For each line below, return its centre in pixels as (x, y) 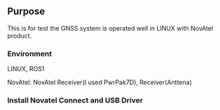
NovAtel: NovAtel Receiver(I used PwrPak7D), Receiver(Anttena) (100, 82)
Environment (30, 54)
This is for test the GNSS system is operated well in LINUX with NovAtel (110, 28)
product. (20, 36)
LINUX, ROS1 (26, 69)
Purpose (26, 11)
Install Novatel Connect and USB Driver (75, 100)
